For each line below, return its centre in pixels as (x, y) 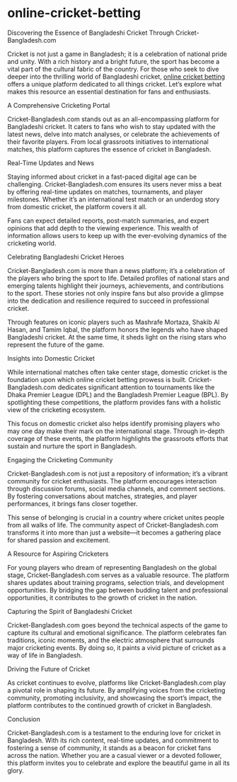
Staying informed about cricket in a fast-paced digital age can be (102, 177)
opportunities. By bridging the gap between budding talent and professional (118, 590)
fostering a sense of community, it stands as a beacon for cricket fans (109, 748)
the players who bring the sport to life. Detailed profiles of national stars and (118, 278)
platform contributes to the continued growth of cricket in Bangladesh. (110, 705)
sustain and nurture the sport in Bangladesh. (72, 446)
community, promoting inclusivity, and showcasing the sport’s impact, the (115, 698)
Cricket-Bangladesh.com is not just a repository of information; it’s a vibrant (118, 474)
